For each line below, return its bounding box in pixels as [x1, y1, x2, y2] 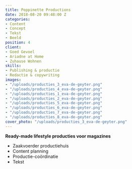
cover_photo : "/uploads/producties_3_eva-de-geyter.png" [5, 119, 127, 124]
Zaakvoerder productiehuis [12, 142, 69, 148]
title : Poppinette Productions [5, 7, 71, 13]
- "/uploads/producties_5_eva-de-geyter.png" [5, 101, 102, 106]
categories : [5, 17, 30, 22]
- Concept [5, 26, 26, 31]
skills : [5, 63, 22, 68]
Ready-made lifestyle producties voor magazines [5, 133, 111, 139]
